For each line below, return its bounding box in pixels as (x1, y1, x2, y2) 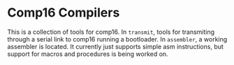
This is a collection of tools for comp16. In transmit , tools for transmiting (7, 28, 215, 36)
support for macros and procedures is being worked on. (7, 50, 169, 58)
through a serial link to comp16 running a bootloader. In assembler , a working (7, 35, 228, 43)
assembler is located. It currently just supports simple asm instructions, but (7, 42, 224, 50)
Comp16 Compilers (7, 5, 120, 21)
